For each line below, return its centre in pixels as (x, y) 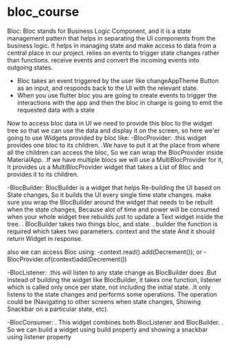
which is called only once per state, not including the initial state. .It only (109, 287)
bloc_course (43, 12)
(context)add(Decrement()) (89, 259)
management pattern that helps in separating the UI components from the (112, 38)
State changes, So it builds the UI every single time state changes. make (109, 195)
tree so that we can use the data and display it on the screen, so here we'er (114, 130)
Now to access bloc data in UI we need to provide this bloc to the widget (110, 123)
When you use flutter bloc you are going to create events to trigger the (117, 95)
